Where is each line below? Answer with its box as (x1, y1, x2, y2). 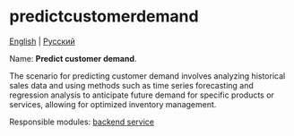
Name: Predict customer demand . (9, 53, 137, 64)
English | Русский (9, 36, 75, 47)
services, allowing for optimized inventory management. (9, 98, 217, 109)
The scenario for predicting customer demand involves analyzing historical (9, 70, 286, 81)
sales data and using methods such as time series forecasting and (9, 80, 254, 90)
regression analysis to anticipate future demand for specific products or (9, 89, 275, 100)
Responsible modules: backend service (9, 116, 155, 127)
